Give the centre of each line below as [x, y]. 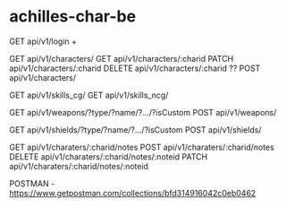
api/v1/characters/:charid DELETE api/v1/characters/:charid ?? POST [135, 68]
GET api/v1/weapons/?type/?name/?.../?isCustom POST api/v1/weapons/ [143, 112]
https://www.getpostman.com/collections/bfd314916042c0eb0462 [133, 193]
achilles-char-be [73, 17]
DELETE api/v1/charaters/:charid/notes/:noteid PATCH [109, 156]
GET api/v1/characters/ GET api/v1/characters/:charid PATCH [122, 58]
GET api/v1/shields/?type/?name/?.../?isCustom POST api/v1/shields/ [135, 129]
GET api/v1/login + [43, 41]
